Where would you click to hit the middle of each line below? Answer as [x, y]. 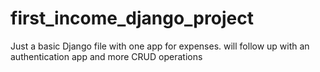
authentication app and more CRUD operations [106, 56]
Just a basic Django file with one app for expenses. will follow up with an [160, 46]
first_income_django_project [132, 18]
